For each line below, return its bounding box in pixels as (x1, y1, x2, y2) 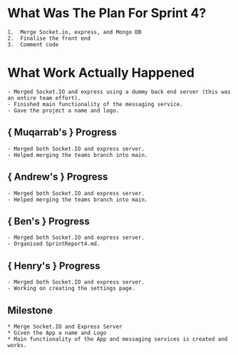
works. (7, 341, 27, 349)
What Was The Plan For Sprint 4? (7, 5, 207, 21)
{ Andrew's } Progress (7, 171, 108, 183)
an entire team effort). (7, 94, 81, 101)
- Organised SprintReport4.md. (7, 240, 100, 247)
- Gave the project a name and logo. (7, 107, 120, 114)
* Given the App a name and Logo (7, 329, 107, 336)
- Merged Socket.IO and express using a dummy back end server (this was (7, 88, 232, 96)
